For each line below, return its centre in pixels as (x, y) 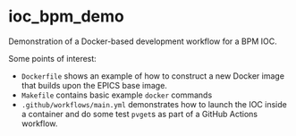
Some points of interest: (53, 58)
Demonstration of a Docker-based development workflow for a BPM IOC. (143, 41)
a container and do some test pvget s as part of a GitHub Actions (140, 114)
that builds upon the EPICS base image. (94, 85)
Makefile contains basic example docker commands (117, 95)
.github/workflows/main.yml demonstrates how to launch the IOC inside (154, 104)
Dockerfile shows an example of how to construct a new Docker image (153, 76)
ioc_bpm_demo (66, 17)
